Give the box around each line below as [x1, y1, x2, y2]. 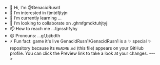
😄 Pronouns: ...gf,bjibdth [9, 33, 60, 39]
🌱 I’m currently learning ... [9, 15, 62, 21]
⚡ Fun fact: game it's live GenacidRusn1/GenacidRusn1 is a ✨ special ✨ [9, 38, 152, 44]
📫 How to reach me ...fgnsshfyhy [9, 26, 78, 31]
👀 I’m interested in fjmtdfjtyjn [9, 10, 68, 16]
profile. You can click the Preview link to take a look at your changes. [9, 50, 148, 56]
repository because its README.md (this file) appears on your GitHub [9, 45, 144, 51]
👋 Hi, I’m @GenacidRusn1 [9, 5, 60, 10]
